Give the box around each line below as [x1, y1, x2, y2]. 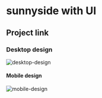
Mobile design [6, 72, 43, 79]
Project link [6, 28, 49, 38]
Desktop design [6, 45, 53, 54]
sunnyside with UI [6, 4, 97, 18]
